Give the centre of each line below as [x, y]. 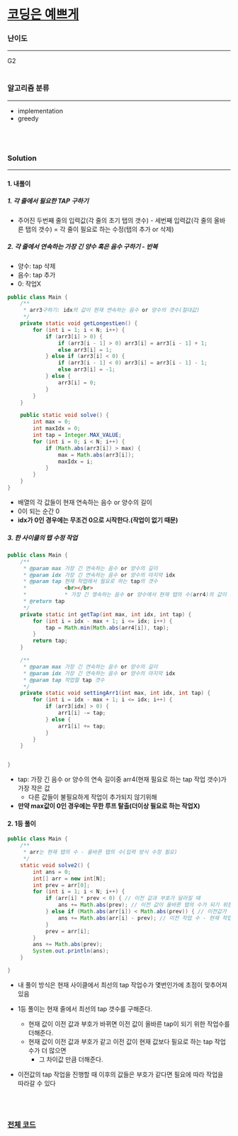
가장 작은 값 [34, 789]
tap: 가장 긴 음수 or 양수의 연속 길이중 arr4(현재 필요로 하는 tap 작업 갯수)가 [122, 779]
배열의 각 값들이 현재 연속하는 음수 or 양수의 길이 [85, 502]
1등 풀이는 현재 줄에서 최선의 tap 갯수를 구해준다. [85, 1008]
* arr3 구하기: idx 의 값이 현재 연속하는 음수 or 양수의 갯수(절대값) [112, 310]
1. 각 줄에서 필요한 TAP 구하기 [48, 201]
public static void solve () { [65, 416]
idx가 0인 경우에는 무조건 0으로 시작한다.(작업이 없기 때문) [98, 520]
